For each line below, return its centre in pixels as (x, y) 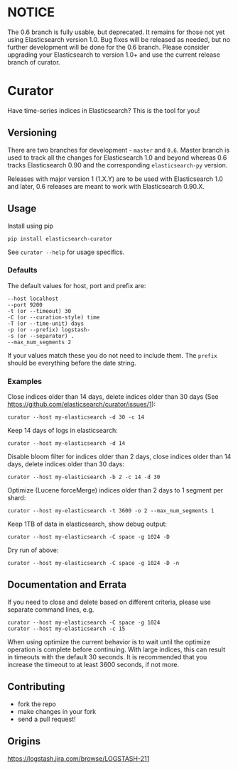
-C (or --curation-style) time (54, 317)
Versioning (32, 133)
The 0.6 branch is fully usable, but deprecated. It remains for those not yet (116, 32)
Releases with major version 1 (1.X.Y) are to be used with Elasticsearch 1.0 (115, 179)
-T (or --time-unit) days (45, 324)
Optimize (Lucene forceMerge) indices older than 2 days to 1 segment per (115, 490)
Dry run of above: (33, 550)
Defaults (22, 270)
